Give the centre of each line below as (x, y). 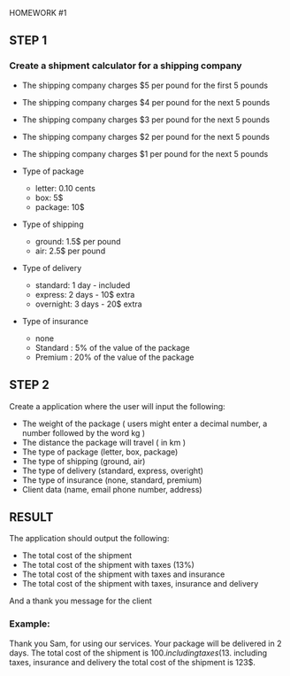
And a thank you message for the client (80, 601)
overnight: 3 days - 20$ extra (89, 304)
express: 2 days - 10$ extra (85, 294)
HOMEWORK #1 (38, 13)
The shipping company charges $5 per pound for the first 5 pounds (145, 85)
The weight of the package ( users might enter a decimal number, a (145, 423)
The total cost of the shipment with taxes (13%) (108, 565)
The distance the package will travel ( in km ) (103, 442)
